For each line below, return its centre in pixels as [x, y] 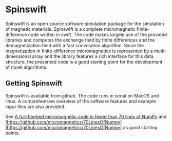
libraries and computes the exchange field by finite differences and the [80, 40]
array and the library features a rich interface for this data [93, 56]
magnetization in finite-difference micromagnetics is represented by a [79, 51]
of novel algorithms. [26, 67]
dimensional [18, 56]
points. [13, 133]
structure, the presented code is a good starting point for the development [84, 62]
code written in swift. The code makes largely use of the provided [98, 34]
